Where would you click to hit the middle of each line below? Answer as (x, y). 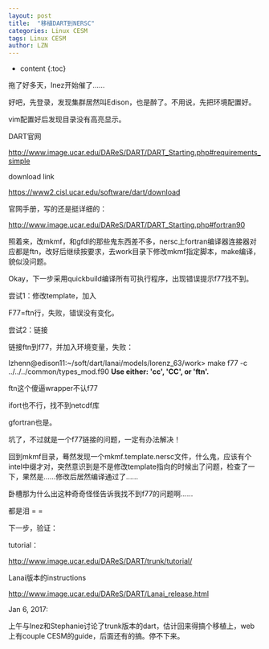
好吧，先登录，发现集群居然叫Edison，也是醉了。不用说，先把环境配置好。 (132, 102)
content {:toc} (43, 68)
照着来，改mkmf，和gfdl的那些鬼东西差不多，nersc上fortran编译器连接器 (129, 241)
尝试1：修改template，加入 (52, 296)
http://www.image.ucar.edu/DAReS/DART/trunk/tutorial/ (100, 561)
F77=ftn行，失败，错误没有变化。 (63, 313)
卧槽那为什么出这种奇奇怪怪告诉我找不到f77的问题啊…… (101, 494)
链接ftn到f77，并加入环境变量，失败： (71, 347)
